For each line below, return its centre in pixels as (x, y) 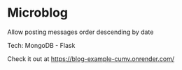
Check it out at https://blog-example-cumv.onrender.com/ (91, 59)
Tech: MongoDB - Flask (41, 45)
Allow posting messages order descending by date (80, 32)
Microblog (38, 13)
